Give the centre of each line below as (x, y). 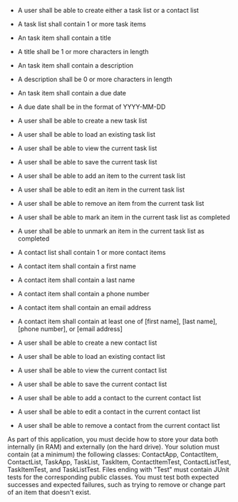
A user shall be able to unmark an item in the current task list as (111, 231)
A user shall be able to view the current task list (87, 148)
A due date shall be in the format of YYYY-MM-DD (92, 107)
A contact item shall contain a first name (77, 266)
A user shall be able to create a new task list (82, 121)
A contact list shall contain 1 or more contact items (92, 252)
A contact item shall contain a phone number (83, 294)
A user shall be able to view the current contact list (92, 370)
